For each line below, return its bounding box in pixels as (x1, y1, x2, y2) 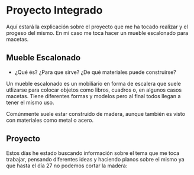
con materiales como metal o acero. (6, 116, 93, 124)
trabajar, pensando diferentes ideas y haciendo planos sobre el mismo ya (6, 155, 185, 163)
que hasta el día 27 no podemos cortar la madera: (6, 162, 128, 169)
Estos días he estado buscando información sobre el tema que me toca (6, 149, 180, 157)
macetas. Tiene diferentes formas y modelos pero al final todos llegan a (6, 92, 181, 99)
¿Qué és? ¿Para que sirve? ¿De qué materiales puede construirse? (14, 69, 176, 76)
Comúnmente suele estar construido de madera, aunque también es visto (6, 110, 185, 117)
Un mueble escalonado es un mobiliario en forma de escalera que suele (6, 80, 182, 87)
